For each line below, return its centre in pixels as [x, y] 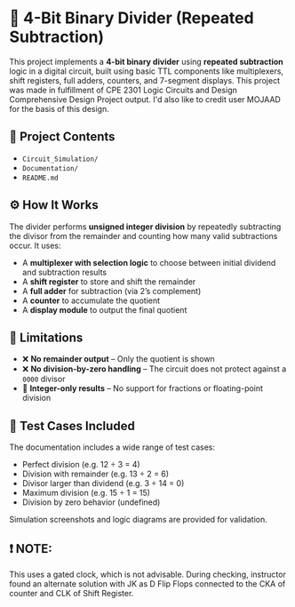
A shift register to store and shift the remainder [109, 281]
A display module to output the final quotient [104, 309]
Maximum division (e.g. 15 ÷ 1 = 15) [86, 493]
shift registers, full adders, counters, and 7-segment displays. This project [144, 80]
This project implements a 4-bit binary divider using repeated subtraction [147, 61]
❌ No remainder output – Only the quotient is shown [118, 359]
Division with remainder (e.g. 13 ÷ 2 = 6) [96, 474]
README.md [40, 178]
